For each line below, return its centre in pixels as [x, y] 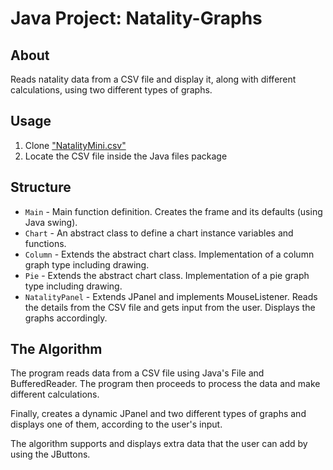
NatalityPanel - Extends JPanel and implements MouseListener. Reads [171, 296]
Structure [41, 187]
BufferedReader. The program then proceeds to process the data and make [165, 384]
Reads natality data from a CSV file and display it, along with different [153, 79]
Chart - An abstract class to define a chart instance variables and [159, 233]
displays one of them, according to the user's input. [116, 424]
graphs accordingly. [66, 318]
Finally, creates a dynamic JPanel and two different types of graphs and [158, 414]
